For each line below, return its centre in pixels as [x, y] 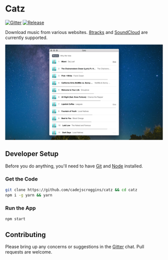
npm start [15, 219]
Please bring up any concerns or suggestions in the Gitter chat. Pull [75, 246]
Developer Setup [32, 154]
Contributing [25, 235]
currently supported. [26, 37]
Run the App [20, 208]
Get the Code [21, 179]
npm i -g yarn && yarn [29, 195]
